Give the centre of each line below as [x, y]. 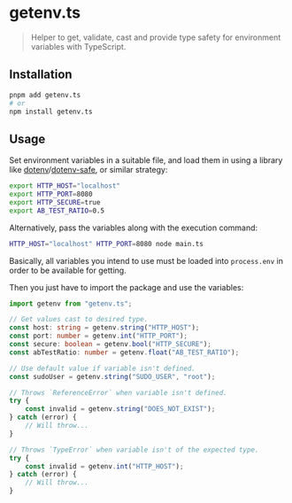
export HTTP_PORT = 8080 [51, 194]
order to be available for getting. [68, 270]
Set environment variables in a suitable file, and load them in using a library [146, 160]
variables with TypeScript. [78, 46]
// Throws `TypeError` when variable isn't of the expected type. [134, 450]
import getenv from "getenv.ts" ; [71, 304]
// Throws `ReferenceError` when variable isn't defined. [118, 392]
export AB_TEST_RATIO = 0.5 [57, 211]
